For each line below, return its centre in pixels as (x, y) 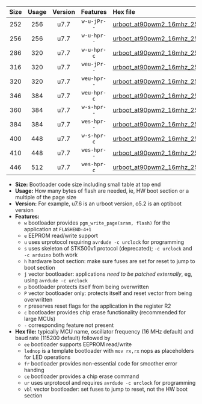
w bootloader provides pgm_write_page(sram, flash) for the (97, 223)
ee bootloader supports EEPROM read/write (78, 344)
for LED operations (47, 357)
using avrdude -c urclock (56, 280)
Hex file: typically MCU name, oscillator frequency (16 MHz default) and (104, 331)
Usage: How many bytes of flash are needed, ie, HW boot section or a (102, 191)
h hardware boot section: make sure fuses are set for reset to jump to (109, 261)
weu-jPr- (94, 64)
